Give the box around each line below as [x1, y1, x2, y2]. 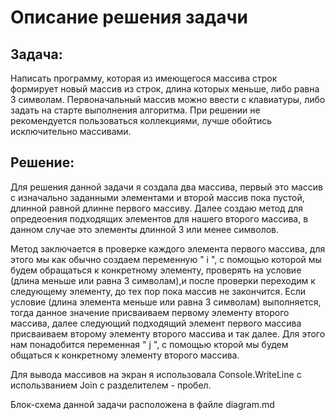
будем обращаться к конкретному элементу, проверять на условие [10, 264, 302, 276]
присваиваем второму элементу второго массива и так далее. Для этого [10, 327, 326, 340]
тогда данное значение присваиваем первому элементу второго [10, 306, 290, 318]
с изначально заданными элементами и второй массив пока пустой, [10, 191, 305, 203]
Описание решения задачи [10, 6, 248, 29]
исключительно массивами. [10, 126, 132, 137]
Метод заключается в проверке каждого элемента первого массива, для [10, 242, 326, 255]
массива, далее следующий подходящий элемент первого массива [10, 317, 302, 329]
